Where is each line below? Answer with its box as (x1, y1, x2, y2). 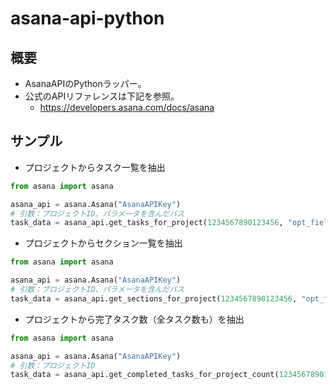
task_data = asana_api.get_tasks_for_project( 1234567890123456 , (10, 218, 284, 228)
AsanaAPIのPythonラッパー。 (24, 78, 147, 89)
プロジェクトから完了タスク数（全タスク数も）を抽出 (24, 313, 245, 325)
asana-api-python (10, 7, 165, 30)
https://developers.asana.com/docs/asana (39, 102, 215, 113)
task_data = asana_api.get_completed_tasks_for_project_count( (10, 370, 280, 380)
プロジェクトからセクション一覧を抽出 (24, 237, 183, 249)
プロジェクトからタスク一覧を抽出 (24, 161, 166, 173)
